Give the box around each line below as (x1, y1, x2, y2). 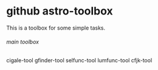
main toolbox (6, 38, 39, 45)
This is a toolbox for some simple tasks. (6, 24, 106, 31)
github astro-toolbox (6, 4, 114, 18)
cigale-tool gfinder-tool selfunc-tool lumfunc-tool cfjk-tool (6, 57, 153, 64)
